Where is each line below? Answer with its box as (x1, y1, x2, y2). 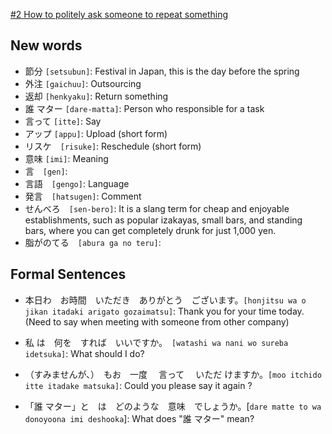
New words (10, 37, 83, 54)
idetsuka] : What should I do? (24, 347, 145, 359)
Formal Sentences (10, 266, 127, 283)
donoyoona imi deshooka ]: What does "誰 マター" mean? (24, 412, 255, 424)
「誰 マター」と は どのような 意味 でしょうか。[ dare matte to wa (24, 400, 322, 412)
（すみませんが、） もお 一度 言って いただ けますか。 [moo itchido (24, 368, 322, 380)
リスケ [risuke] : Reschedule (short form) (24, 140, 202, 152)
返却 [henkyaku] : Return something (24, 90, 169, 102)
